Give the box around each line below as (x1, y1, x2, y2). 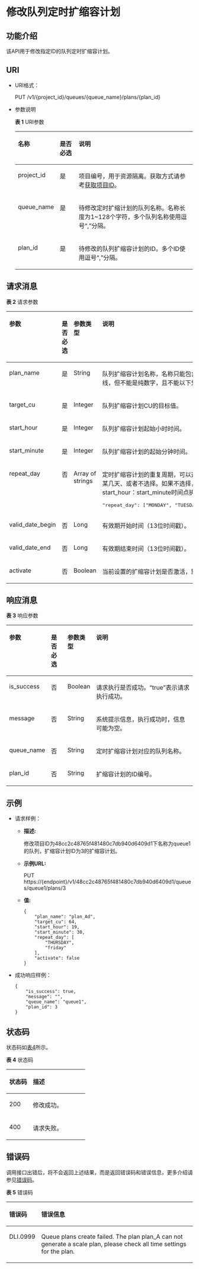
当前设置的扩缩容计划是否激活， (102, 567, 191, 575)
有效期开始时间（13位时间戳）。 (102, 521, 191, 530)
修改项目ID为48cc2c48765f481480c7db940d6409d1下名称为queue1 (23, 840, 191, 847)
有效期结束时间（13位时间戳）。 (102, 544, 191, 553)
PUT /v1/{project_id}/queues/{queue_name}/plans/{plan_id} (14, 93, 161, 101)
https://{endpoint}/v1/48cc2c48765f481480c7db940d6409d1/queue (23, 878, 191, 886)
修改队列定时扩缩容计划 (6, 5, 121, 19)
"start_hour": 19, (34, 924, 80, 930)
